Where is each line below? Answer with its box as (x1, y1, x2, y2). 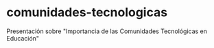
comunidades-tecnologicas (6, 5, 168, 20)
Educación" (6, 34, 39, 42)
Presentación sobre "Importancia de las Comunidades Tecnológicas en (6, 27, 207, 35)
